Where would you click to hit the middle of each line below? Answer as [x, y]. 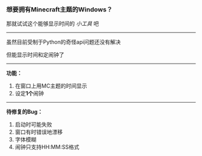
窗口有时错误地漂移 [39, 132]
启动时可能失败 [33, 125]
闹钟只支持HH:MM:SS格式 [47, 147]
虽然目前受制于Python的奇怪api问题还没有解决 [64, 42]
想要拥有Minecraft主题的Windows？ [60, 9]
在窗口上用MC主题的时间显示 [51, 86]
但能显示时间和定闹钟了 [35, 55]
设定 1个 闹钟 [29, 94]
